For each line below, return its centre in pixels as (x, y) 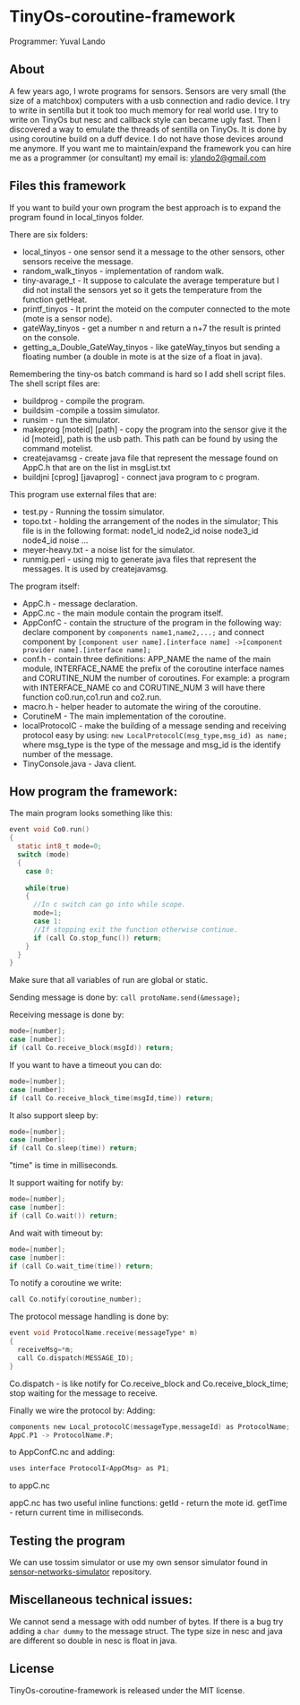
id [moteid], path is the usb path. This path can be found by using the (150, 439)
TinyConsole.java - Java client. (79, 763)
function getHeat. (55, 299)
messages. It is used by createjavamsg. (95, 568)
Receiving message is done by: (67, 1015)
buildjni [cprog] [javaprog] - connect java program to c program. (141, 477)
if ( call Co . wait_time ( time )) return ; (81, 1266)
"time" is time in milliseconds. (64, 1166)
